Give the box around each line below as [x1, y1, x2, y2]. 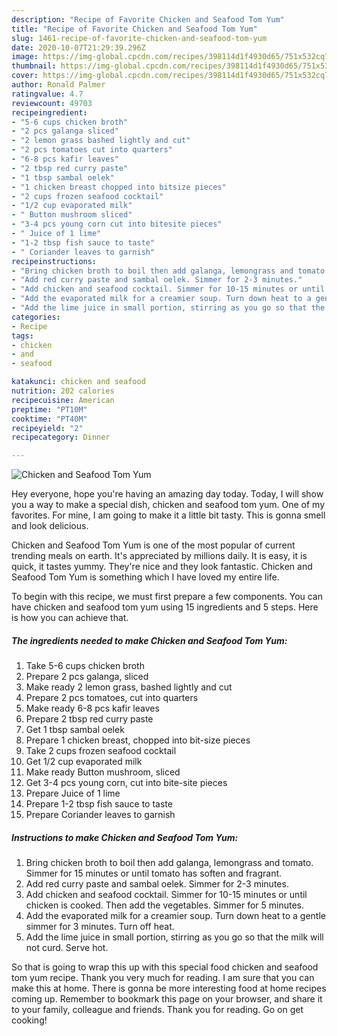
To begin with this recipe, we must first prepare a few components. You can [11, 591, 324, 603]
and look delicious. [11, 520, 89, 532]
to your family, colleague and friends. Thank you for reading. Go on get [11, 1004, 304, 1016]
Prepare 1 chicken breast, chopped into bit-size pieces [25, 734, 251, 746]
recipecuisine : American [11, 395, 115, 405]
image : [11, 52, 39, 62]
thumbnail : [11, 61, 57, 71]
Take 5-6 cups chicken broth [25, 660, 145, 672]
